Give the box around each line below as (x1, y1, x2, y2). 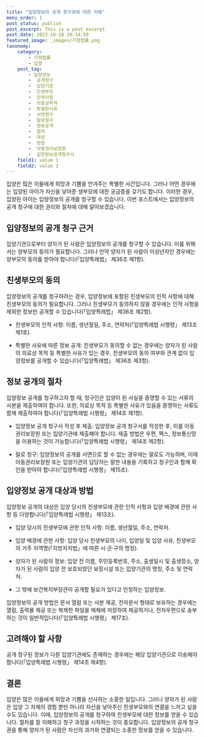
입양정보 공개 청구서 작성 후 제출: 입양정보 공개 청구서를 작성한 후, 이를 (15, 422, 184, 429)
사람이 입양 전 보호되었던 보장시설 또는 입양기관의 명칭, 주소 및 (33, 565, 182, 572)
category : (17, 49, 43, 55)
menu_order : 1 (6, 15, 43, 21)
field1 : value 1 (17, 157, 59, 163)
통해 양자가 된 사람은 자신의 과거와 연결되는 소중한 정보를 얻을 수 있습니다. (17, 726, 194, 733)
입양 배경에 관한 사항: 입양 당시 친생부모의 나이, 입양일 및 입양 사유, (15, 536, 175, 544)
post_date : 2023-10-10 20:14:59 (6, 32, 89, 38)
